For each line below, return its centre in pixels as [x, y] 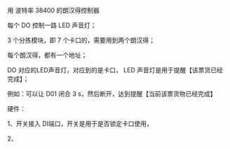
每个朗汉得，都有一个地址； [47, 55]
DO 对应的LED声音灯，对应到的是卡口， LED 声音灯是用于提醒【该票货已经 [115, 70]
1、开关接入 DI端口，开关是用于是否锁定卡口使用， [80, 124]
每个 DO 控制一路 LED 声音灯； [52, 25]
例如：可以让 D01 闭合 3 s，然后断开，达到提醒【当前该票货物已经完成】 [112, 94]
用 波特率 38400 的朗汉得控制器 [53, 10]
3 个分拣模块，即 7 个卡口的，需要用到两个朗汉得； [81, 40]
